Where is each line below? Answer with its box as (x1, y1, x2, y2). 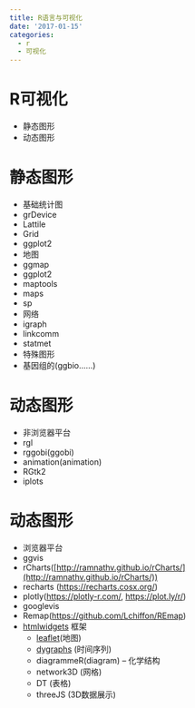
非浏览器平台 (22, 427, 71, 438)
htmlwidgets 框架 (22, 621, 88, 632)
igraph (22, 319, 47, 329)
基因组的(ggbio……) (22, 360, 96, 370)
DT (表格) (35, 677, 72, 688)
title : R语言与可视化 (9, 13, 83, 23)
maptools (22, 279, 58, 289)
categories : (9, 30, 54, 39)
